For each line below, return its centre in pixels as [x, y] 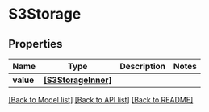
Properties [36, 44]
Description [143, 66]
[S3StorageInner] [77, 80]
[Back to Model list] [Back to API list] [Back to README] [101, 100]
